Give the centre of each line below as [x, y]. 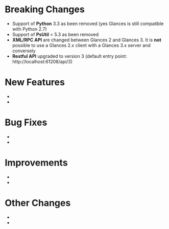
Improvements [36, 163]
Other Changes [38, 203]
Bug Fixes [26, 122]
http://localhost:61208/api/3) [42, 61]
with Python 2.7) [29, 29]
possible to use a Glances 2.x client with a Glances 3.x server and [81, 45]
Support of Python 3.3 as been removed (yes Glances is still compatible [88, 24]
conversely [24, 51]
